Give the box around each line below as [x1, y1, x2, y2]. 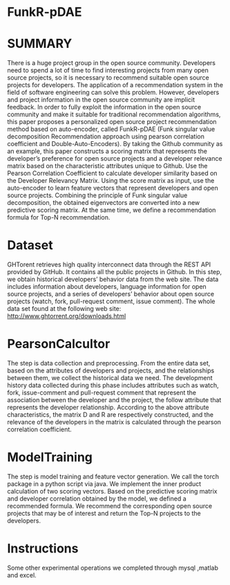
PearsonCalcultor [7, 336, 111, 352]
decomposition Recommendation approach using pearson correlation [7, 132, 205, 141]
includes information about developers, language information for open [7, 282, 207, 291]
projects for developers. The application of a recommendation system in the [7, 81, 223, 89]
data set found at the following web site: [7, 305, 122, 313]
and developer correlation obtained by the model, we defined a [7, 494, 186, 503]
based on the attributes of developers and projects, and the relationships [7, 366, 215, 375]
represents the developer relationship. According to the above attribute [7, 403, 209, 411]
